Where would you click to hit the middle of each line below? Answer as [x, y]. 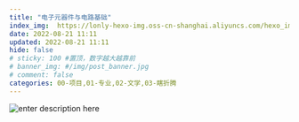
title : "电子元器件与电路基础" [61, 17]
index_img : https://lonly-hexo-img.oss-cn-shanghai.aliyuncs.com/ [137, 26]
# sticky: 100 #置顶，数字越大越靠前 [73, 58]
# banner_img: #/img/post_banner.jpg [79, 67]
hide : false [31, 50]
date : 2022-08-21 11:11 [53, 34]
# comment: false [41, 75]
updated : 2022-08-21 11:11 [59, 42]
